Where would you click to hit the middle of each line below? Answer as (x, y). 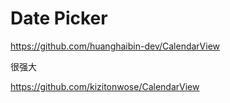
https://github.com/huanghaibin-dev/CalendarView (115, 46)
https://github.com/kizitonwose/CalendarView (105, 86)
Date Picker (59, 18)
